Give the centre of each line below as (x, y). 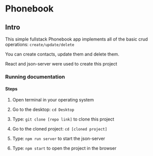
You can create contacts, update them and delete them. (62, 54)
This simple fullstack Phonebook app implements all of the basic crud (76, 39)
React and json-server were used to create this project (61, 64)
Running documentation (35, 76)
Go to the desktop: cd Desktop (43, 109)
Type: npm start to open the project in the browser (64, 148)
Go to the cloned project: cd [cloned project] (60, 129)
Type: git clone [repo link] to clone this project (63, 119)
